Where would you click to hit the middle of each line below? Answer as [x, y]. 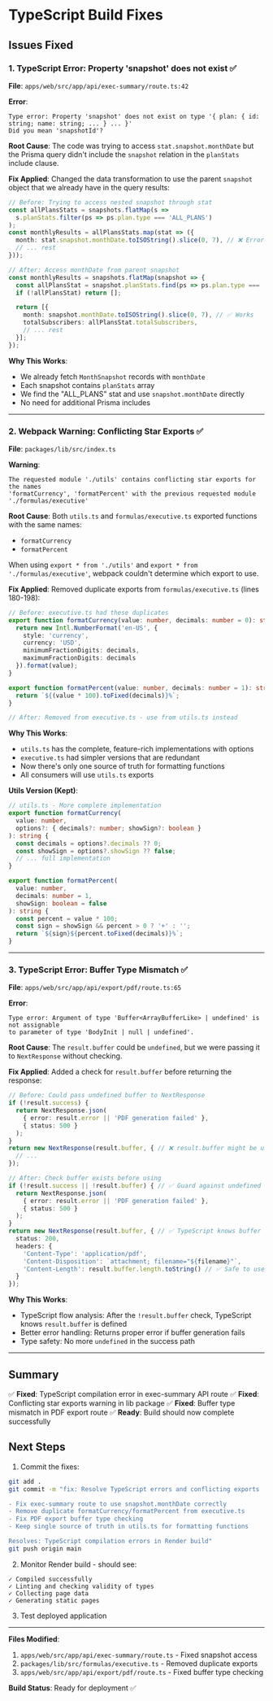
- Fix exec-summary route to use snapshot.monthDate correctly [118, 1504]
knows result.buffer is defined [74, 1324]
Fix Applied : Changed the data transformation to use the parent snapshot [131, 179]
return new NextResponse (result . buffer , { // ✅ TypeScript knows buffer [135, 1231]
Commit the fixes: [50, 1467]
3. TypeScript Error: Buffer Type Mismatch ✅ [98, 970]
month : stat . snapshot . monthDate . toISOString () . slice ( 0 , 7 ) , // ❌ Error [140, 240]
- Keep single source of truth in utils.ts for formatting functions [129, 1527]
